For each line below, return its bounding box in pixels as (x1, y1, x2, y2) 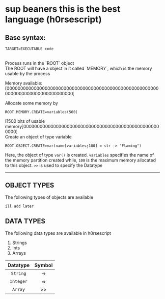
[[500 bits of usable (5, 118, 45, 124)
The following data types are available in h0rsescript (5, 230, 111, 236)
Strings (12, 240, 27, 245)
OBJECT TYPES (5, 181, 55, 190)
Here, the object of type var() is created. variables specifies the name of (5, 152, 154, 158)
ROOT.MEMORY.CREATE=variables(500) (5, 109, 78, 114)
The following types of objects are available (5, 194, 93, 200)
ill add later (5, 204, 34, 209)
